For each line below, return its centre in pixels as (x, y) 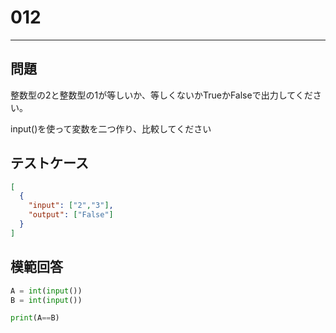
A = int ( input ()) (46, 291)
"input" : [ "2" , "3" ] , (71, 206)
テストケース (49, 163)
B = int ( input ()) (46, 300)
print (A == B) (35, 318)
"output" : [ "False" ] (71, 215)
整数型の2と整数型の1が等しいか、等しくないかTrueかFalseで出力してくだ (161, 95)
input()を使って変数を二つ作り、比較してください (111, 128)
